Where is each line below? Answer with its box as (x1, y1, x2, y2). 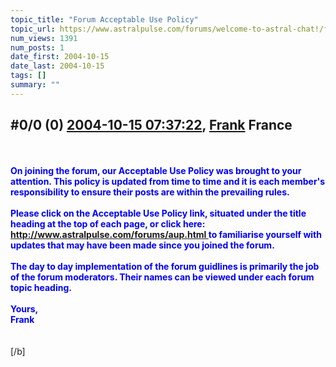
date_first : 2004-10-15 (10, 52, 110, 62)
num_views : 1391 (10, 33, 78, 43)
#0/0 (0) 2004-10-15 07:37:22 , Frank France (10, 117, 293, 134)
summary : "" (10, 80, 60, 90)
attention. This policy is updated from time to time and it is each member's (10, 175, 326, 187)
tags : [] (10, 71, 47, 81)
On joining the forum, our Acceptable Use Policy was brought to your (10, 164, 302, 176)
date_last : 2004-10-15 (10, 61, 105, 71)
